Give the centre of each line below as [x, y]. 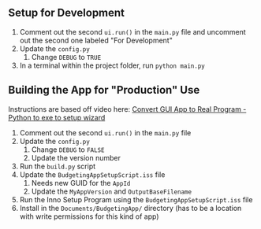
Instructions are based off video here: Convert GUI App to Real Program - [127, 109]
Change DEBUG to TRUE [66, 57]
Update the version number [76, 157]
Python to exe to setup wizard [57, 117]
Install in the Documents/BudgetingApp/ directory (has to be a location [130, 208]
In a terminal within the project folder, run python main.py [112, 65]
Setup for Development [66, 13]
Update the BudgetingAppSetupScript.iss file [92, 174]
